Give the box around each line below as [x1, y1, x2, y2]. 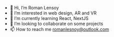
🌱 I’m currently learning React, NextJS [9, 15, 89, 21]
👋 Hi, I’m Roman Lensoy [9, 5, 59, 10]
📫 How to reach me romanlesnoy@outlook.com [9, 26, 109, 32]
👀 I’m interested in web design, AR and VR [9, 10, 96, 16]
